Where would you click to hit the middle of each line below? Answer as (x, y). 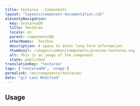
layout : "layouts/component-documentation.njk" (55, 14)
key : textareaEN (26, 23)
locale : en (21, 32)
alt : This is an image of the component (51, 55)
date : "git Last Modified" (33, 78)
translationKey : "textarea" (34, 64)
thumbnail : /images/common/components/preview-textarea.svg (72, 50)
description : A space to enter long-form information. (67, 46)
